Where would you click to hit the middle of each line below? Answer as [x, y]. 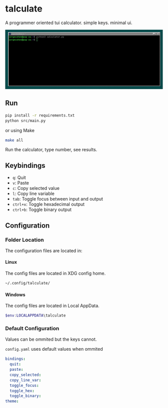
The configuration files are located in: [44, 250]
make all [14, 140]
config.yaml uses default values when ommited [54, 349]
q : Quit [19, 178]
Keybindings [25, 166]
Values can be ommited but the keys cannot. [51, 339]
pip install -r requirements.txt [40, 115]
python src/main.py [25, 121]
